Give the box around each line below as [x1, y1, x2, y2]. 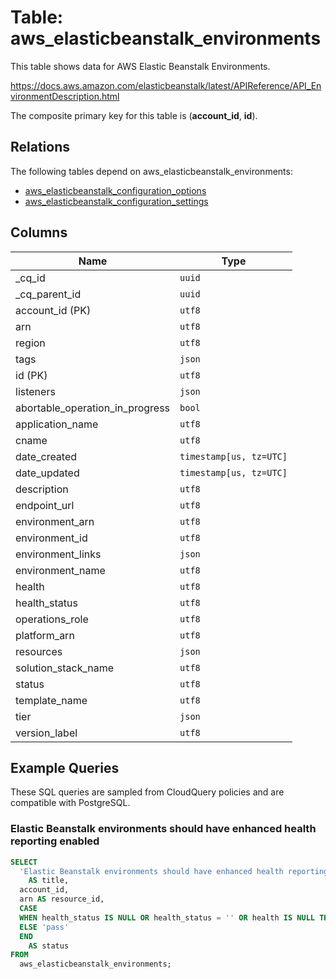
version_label [15, 726, 78, 740]
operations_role [15, 612, 89, 626]
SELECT [10, 857, 38, 867]
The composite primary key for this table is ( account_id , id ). [10, 109, 258, 121]
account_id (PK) [15, 303, 92, 317]
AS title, [28, 876, 70, 886]
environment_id [15, 531, 88, 545]
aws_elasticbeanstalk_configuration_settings [24, 195, 209, 207]
